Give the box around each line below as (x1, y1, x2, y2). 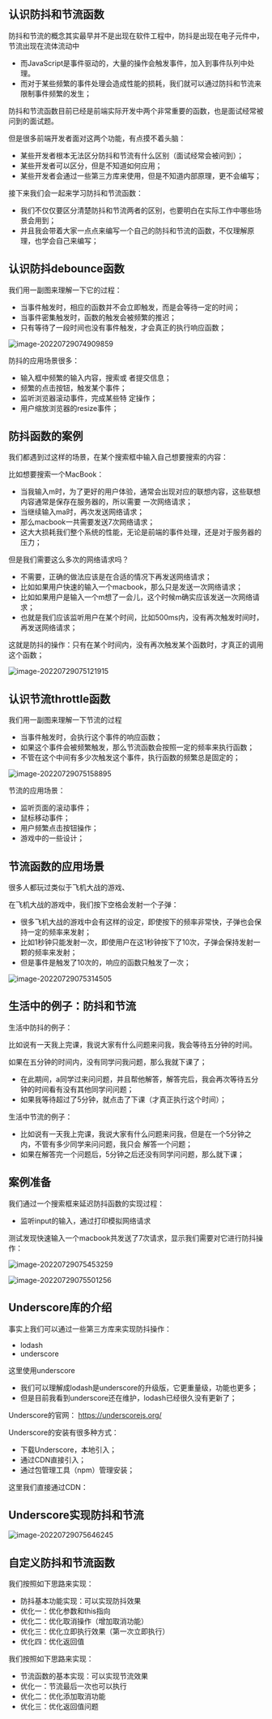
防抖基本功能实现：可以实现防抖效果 (19, 1596, 142, 1606)
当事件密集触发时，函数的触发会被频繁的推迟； (19, 312, 176, 322)
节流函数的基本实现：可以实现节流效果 (19, 1671, 148, 1681)
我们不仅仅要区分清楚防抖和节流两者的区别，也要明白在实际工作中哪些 (19, 205, 255, 215)
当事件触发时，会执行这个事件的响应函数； (19, 732, 163, 742)
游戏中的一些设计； (19, 833, 85, 843)
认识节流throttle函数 (8, 692, 111, 706)
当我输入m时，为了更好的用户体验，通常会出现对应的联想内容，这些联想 (19, 486, 261, 497)
